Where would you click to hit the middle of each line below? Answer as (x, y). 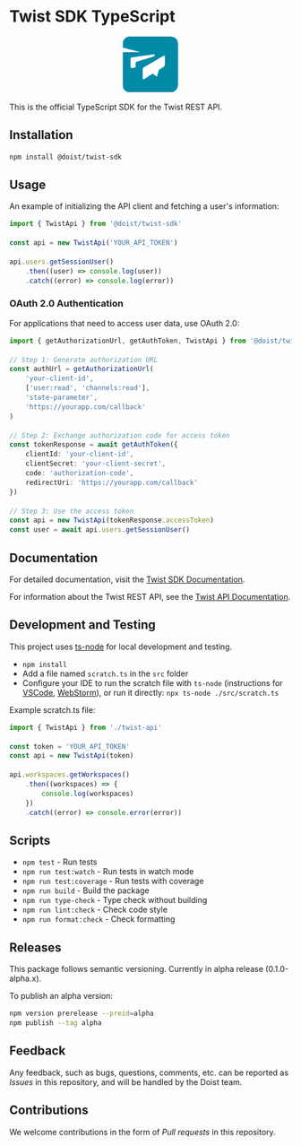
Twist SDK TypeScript (93, 17)
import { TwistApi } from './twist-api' (86, 727)
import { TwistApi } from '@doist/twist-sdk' (95, 224)
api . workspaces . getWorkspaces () (69, 775)
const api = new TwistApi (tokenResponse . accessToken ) (112, 521)
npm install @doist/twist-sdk (66, 157)
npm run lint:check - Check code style (95, 910)
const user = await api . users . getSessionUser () (100, 530)
